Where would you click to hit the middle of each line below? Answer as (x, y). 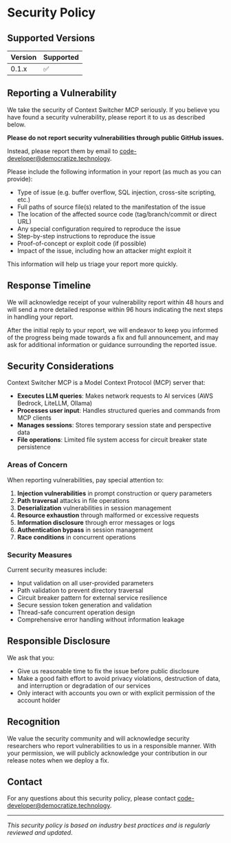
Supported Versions (51, 38)
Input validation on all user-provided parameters (85, 583)
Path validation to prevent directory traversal (80, 591)
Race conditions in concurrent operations (76, 537)
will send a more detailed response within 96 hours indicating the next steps (115, 309)
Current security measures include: (57, 570)
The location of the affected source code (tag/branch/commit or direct (117, 214)
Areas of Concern (37, 465)
